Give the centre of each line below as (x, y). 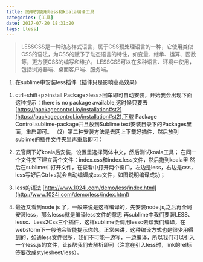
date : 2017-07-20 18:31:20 (40, 23)
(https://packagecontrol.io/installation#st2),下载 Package (86, 117)
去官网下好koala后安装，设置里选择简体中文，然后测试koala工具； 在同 (103, 152)
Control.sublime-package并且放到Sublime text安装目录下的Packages (101, 124)
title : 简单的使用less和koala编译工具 (50, 12)
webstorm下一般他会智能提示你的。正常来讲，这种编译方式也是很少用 (101, 230)
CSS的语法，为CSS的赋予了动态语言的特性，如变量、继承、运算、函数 (108, 54)
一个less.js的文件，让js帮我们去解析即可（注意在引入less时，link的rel (101, 245)
